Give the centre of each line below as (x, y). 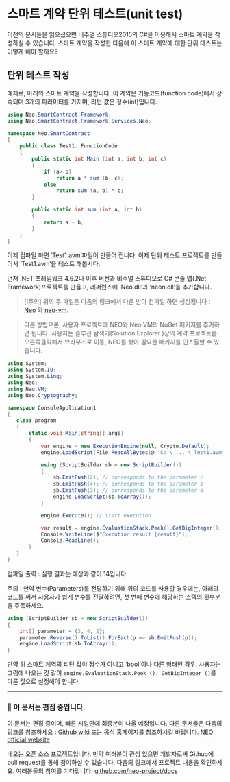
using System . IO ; (32, 370)
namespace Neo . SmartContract (49, 133)
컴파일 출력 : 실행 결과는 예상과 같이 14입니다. (68, 573)
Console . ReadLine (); (70, 541)
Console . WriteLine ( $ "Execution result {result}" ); (114, 534)
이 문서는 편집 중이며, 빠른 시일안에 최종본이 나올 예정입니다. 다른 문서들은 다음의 (115, 724)
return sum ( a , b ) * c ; (90, 191)
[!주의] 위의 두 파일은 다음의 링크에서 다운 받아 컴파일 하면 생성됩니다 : (117, 302)
